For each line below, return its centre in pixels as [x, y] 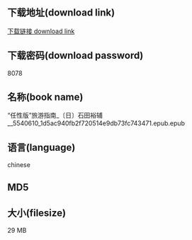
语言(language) [41, 147]
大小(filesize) [36, 213]
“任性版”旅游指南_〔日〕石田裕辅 [55, 115]
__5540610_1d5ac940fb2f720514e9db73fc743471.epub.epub [96, 123]
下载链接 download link [41, 31]
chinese [19, 165]
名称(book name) [45, 97]
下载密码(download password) [75, 56]
